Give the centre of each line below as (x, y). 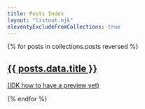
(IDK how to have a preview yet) (53, 85)
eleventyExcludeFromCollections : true (64, 27)
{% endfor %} (27, 99)
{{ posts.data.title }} (53, 68)
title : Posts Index (36, 14)
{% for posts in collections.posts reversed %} (73, 47)
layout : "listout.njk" (40, 20)
